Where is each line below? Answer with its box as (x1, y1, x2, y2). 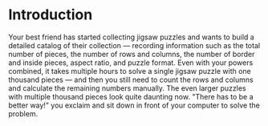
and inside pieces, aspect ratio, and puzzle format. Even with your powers (8, 58, 254, 67)
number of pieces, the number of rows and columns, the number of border (8, 49, 255, 59)
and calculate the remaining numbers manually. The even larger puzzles (8, 83, 246, 93)
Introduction (8, 6, 93, 24)
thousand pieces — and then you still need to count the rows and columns (8, 75, 254, 84)
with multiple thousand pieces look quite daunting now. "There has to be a (8, 91, 254, 101)
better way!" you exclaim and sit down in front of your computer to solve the (8, 100, 261, 110)
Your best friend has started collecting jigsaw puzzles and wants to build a (8, 32, 254, 42)
